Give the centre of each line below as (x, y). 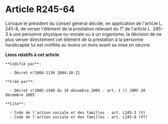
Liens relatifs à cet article (32, 55)
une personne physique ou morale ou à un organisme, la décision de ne (87, 34)
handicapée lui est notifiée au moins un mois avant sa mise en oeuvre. (78, 45)
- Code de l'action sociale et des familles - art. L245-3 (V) (77, 112)
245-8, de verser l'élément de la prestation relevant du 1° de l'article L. (79, 28)
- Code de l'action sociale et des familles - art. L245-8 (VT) (79, 117)
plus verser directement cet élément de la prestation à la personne (74, 39)
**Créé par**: (20, 81)
